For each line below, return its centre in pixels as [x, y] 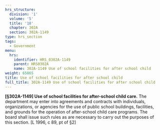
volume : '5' [22, 19]
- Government [23, 46]
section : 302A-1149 [29, 32]
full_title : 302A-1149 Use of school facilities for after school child [80, 82]
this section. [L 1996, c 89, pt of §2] [41, 122]
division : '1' [24, 14]
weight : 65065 [19, 73]
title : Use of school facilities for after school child [64, 78]
